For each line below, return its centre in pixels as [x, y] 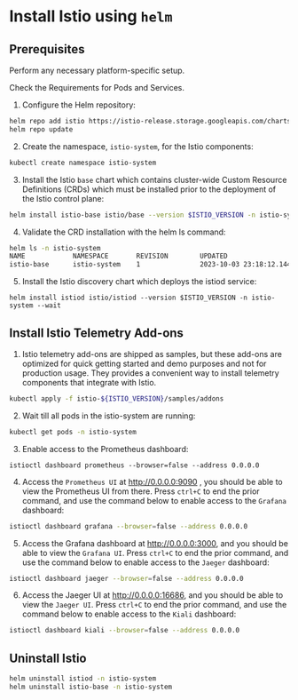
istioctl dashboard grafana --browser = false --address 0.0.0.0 [129, 526]
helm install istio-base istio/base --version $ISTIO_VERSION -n [132, 215]
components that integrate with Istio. [89, 382]
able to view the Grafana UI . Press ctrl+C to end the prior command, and [155, 553]
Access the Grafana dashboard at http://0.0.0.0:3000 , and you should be [155, 543]
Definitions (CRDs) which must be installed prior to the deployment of [149, 189]
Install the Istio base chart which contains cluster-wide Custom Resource [154, 179]
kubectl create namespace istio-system [83, 163]
